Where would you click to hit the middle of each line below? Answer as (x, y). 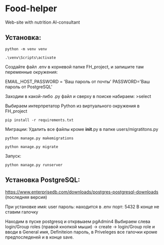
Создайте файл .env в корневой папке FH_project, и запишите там (74, 66)
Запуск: (13, 156)
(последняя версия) (26, 197)
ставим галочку (22, 212)
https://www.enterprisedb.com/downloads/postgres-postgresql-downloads (82, 192)
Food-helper (31, 9)
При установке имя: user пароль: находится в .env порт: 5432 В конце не (82, 207)
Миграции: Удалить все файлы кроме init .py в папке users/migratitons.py (82, 129)
